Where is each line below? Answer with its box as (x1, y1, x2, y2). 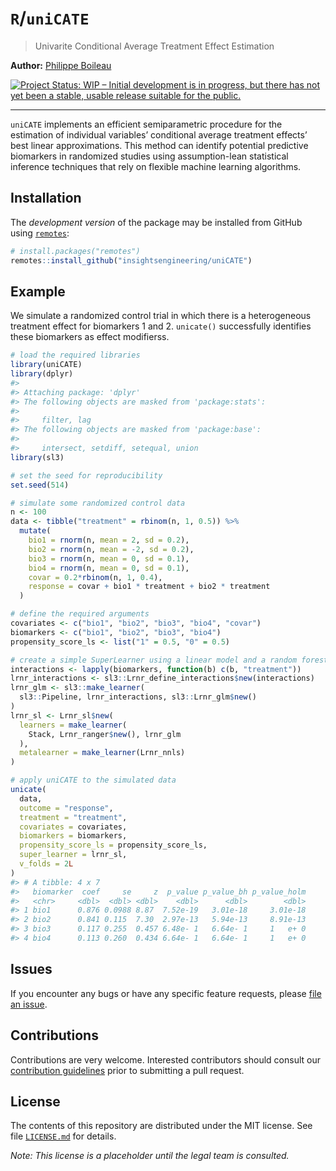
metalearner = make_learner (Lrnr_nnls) (19, 748, 186, 758)
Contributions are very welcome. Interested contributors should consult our (10, 1053, 321, 1066)
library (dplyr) (10, 369, 74, 379)
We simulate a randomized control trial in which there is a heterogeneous (10, 310, 312, 322)
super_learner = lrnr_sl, (19, 850, 128, 860)
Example (10, 283, 66, 300)
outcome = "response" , (19, 803, 114, 813)
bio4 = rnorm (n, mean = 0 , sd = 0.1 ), (28, 563, 190, 573)
